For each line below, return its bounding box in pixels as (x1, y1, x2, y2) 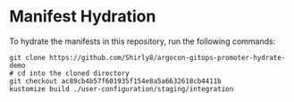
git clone (9, 53, 46, 62)
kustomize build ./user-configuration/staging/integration (9, 84, 234, 93)
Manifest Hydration (9, 6, 156, 27)
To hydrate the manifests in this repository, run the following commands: (9, 36, 276, 47)
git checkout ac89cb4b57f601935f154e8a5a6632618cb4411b (9, 76, 222, 86)
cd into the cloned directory (17, 69, 130, 78)
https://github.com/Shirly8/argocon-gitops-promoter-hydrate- (48, 53, 286, 62)
